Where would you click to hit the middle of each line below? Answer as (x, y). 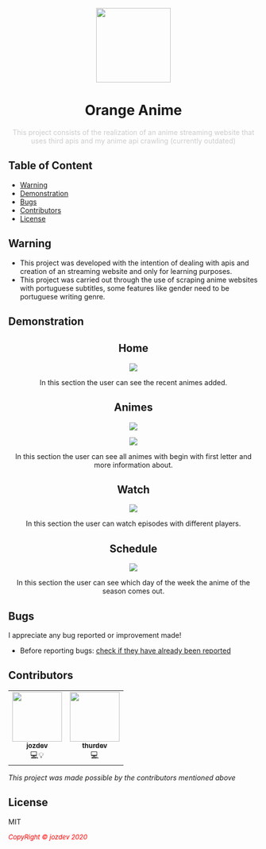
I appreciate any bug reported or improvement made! (95, 635)
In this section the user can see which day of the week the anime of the (133, 583)
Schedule (133, 548)
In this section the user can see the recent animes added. (133, 382)
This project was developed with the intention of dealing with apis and (134, 263)
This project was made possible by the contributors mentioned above (122, 778)
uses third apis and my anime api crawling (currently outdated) (133, 141)
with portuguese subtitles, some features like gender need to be (125, 288)
